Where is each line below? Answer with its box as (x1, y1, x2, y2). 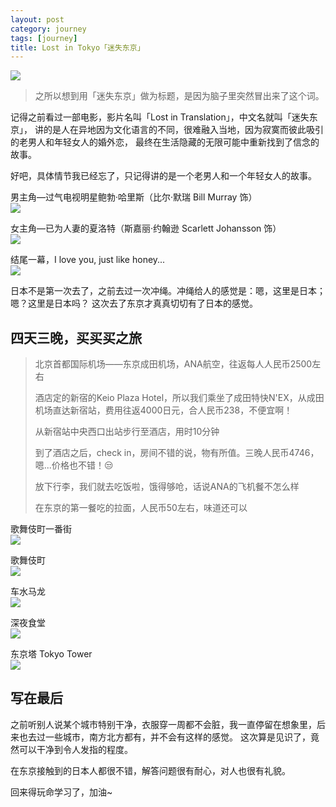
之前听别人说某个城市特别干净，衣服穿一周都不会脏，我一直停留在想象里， (10, 718, 317, 730)
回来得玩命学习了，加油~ (10, 786, 113, 798)
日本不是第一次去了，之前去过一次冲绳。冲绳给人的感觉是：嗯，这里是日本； (10, 285, 326, 297)
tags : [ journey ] (10, 33, 78, 43)
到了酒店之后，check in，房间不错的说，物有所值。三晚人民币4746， (34, 447, 320, 459)
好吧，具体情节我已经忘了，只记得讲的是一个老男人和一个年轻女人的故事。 (10, 170, 317, 182)
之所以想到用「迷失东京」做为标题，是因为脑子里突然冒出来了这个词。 (34, 90, 325, 102)
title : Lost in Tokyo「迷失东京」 (10, 42, 145, 53)
